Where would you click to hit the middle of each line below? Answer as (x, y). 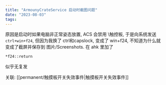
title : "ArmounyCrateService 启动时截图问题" (51, 10)
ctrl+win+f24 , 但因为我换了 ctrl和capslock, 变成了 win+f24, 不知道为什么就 (83, 40)
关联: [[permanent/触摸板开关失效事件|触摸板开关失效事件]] (67, 77)
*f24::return (19, 57)
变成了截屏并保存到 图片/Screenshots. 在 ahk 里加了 (59, 47)
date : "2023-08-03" (26, 15)
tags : (11, 19)
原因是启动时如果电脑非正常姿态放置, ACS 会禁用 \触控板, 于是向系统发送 (81, 34)
